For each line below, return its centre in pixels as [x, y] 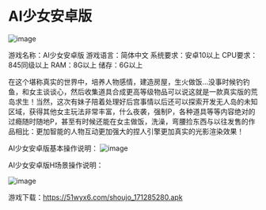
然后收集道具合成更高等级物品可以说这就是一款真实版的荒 [164, 91]
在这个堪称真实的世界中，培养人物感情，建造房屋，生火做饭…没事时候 [122, 82]
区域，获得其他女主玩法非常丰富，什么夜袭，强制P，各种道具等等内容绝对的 [132, 111]
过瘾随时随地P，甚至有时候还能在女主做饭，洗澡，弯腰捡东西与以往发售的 [128, 121]
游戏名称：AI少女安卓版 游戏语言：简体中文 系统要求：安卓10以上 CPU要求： [133, 55]
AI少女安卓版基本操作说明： [53, 148]
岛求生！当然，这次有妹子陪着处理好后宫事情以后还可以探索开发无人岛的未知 [133, 101]
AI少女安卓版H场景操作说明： [56, 165]
